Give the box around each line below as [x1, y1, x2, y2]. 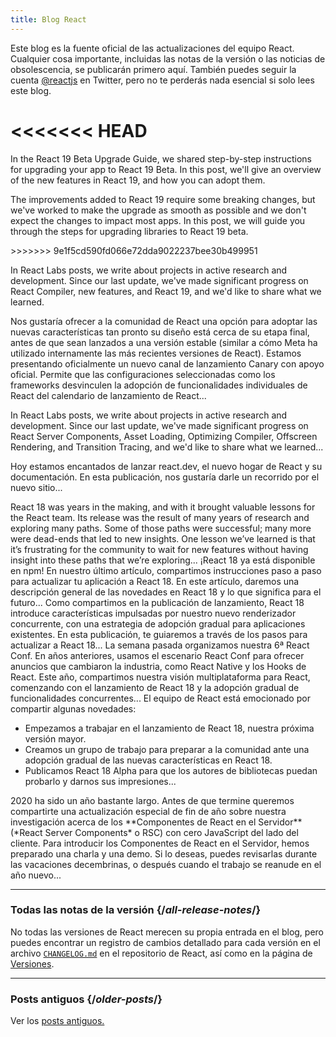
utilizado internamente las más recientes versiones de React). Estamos [10, 347, 302, 359]
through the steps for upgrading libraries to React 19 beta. [10, 225, 249, 237]
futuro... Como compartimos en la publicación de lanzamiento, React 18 [10, 596, 305, 608]
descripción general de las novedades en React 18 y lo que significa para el [10, 586, 322, 598]
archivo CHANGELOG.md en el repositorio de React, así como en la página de [10, 947, 313, 959]
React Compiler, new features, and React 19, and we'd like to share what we [10, 285, 322, 297]
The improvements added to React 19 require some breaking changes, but [10, 193, 316, 205]
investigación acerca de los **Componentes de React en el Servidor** [10, 816, 303, 828]
